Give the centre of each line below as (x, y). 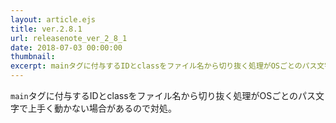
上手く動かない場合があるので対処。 (102, 108)
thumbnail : (33, 57)
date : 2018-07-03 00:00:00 (66, 47)
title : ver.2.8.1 (46, 29)
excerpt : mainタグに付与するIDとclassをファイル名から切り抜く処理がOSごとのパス (164, 66)
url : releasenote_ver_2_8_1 (69, 38)
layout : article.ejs (53, 19)
